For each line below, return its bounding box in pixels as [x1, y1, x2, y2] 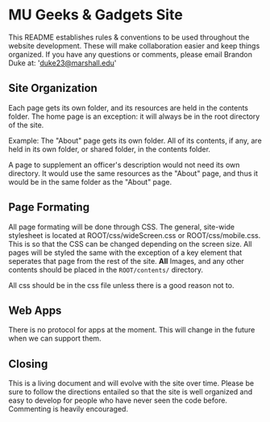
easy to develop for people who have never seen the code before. [8, 395, 228, 405]
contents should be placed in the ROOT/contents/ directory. [8, 265, 204, 274]
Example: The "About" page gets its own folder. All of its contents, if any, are [8, 136, 262, 145]
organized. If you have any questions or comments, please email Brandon [8, 49, 252, 59]
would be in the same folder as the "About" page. [8, 177, 172, 186]
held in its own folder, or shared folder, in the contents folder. [8, 144, 211, 154]
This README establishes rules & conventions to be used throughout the [8, 32, 250, 42]
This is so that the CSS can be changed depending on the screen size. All [8, 239, 252, 249]
